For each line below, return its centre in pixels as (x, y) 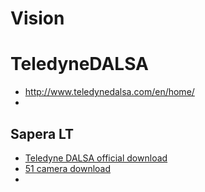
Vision (37, 18)
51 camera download (68, 168)
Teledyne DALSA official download (96, 158)
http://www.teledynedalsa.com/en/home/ (109, 92)
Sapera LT (42, 133)
